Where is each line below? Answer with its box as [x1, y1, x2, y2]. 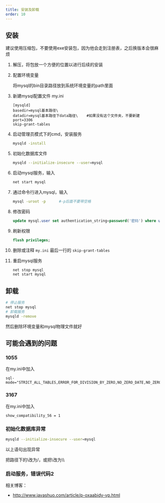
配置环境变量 [12, 72, 39, 78]
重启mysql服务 [12, 258, 43, 264]
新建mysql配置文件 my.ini [12, 93, 64, 99]
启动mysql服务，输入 [12, 170, 55, 176]
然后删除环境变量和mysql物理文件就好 [5, 323, 82, 329]
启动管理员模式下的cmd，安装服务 [12, 131, 82, 137]
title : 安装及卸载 [5, 7, 40, 12]
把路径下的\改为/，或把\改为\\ [5, 457, 65, 463]
